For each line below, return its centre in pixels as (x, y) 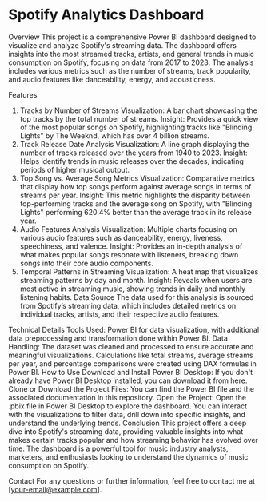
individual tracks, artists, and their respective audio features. (120, 314)
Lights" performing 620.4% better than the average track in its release (135, 212)
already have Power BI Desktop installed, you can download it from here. (128, 380)
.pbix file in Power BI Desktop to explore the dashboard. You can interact (128, 406)
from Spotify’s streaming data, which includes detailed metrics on (128, 305)
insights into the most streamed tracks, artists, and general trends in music (131, 54)
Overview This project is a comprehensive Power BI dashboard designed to (132, 37)
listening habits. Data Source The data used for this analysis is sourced (137, 297)
